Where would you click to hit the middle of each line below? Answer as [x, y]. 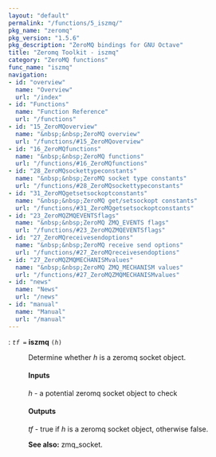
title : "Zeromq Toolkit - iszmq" [64, 53]
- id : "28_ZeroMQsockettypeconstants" [73, 171]
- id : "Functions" [39, 104]
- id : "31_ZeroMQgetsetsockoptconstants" [78, 193]
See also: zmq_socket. [66, 444]
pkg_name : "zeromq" [41, 30]
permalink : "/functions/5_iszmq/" [66, 23]
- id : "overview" [37, 82]
